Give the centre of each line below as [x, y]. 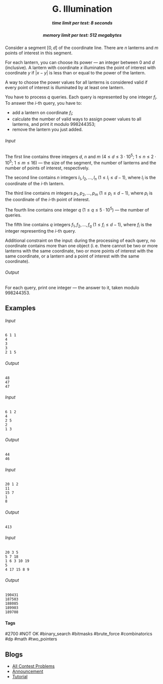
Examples [20, 308]
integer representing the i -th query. [41, 231]
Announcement [28, 671]
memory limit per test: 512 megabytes [82, 35]
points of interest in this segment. [39, 53]
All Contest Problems [33, 666]
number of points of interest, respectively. [47, 168]
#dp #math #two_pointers [31, 639]
